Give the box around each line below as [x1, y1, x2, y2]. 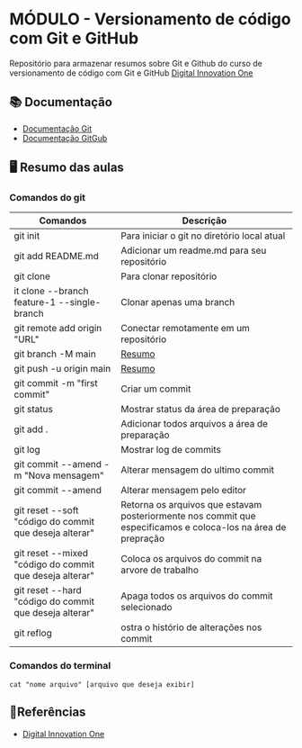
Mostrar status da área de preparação [120, 403, 281, 416]
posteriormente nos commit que [120, 509, 256, 522]
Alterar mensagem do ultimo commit [120, 464, 274, 476]
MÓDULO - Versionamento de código [9, 9, 291, 30]
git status [13, 403, 54, 416]
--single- [58, 296, 102, 309]
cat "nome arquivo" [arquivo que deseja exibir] [9, 680, 195, 689]
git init [13, 230, 40, 242]
